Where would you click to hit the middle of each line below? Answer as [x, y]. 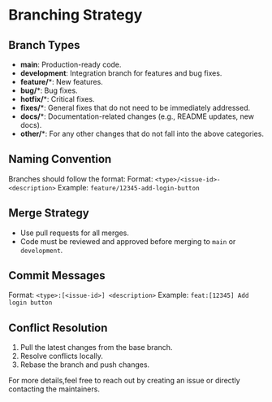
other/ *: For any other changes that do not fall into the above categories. [142, 133]
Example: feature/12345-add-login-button [129, 187]
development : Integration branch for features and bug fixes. [121, 73]
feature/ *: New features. [61, 82]
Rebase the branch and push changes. [85, 365]
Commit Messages [57, 275]
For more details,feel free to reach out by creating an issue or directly [125, 381]
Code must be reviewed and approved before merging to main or [128, 241]
